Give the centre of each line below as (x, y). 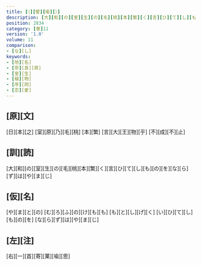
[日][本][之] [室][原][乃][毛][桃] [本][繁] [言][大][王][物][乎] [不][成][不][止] (96, 132)
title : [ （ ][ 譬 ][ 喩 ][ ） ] (33, 12)
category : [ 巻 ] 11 (28, 29)
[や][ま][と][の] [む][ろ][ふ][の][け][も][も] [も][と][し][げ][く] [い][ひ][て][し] (100, 212)
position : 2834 (25, 23)
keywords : (19, 57)
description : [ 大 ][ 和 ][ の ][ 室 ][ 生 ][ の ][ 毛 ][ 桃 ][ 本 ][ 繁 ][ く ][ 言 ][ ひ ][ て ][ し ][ (99, 17)
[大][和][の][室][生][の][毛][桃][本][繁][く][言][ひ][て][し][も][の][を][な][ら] (97, 168)
